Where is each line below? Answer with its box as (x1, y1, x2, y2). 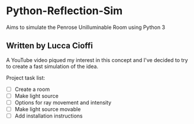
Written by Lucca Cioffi (6, 41, 93, 51)
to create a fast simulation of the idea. (6, 63, 99, 70)
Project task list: (6, 74, 46, 81)
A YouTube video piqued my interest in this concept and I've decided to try (6, 56, 188, 63)
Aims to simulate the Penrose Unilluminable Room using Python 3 (6, 24, 166, 31)
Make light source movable (14, 105, 81, 113)
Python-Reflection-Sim (6, 4, 123, 18)
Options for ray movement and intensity (14, 99, 112, 106)
